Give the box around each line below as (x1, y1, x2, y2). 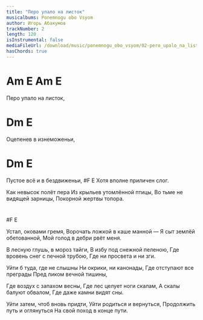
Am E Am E (6, 74, 62, 88)
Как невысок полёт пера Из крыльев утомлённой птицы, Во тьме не (6, 188, 183, 195)
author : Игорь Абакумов (6, 20, 66, 26)
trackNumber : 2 (6, 25, 45, 32)
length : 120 (6, 31, 36, 38)
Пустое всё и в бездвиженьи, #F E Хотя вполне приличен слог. (6, 177, 169, 184)
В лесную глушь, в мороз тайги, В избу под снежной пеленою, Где (6, 246, 179, 253)
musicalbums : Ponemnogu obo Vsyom (6, 15, 94, 21)
